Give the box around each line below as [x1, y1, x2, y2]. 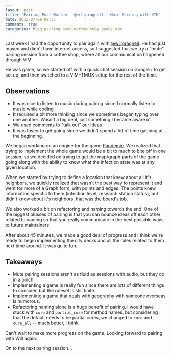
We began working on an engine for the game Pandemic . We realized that [5, 142, 161, 148]
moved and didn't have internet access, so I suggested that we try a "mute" [5, 46, 164, 52]
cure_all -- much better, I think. [12, 320, 80, 326]
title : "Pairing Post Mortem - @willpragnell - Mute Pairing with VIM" [5, 12, 161, 17]
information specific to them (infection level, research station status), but [5, 190, 158, 196]
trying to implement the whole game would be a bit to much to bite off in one [5, 148, 166, 154]
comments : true [5, 21, 38, 27]
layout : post [5, 7, 33, 13]
